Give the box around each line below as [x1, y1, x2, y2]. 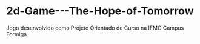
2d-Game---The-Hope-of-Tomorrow [6, 4, 194, 18]
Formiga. [6, 30, 28, 37]
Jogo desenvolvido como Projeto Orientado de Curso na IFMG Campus [6, 24, 184, 31]
